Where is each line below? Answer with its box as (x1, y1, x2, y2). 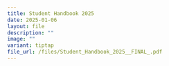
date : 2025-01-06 (7, 16, 57, 23)
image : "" (7, 36, 36, 43)
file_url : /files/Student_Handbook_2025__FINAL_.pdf (7, 49, 163, 56)
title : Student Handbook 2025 (7, 10, 95, 17)
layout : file (7, 23, 45, 30)
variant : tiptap (7, 42, 54, 49)
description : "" (7, 29, 54, 36)
